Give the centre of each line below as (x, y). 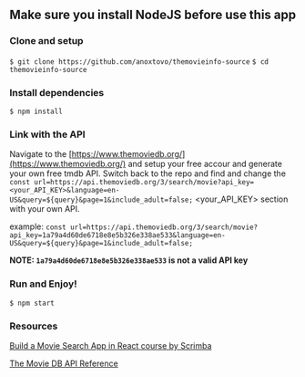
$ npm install (36, 111)
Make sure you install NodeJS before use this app (153, 15)
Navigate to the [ (41, 154)
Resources (34, 326)
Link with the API (47, 134)
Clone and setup (46, 41)
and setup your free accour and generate (205, 164)
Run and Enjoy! (43, 284)
